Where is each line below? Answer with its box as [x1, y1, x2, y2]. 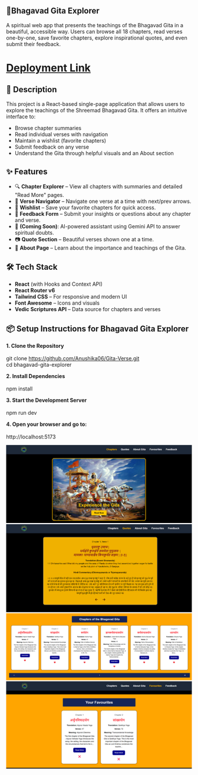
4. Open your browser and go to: [6, 421, 87, 428]
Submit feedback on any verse [14, 143, 90, 150]
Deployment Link [6, 62, 91, 75]
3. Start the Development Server [6, 397, 87, 404]
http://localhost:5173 [6, 433, 56, 441]
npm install [6, 385, 33, 392]
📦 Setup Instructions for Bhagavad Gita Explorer [6, 324, 189, 334]
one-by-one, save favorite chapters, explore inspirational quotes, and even [6, 34, 187, 41]
